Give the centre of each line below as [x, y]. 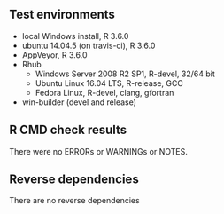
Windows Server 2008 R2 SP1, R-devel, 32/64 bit [125, 74]
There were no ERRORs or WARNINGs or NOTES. [99, 151]
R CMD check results [68, 130]
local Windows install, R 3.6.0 [75, 36]
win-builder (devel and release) [79, 102]
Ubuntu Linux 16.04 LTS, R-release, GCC [109, 83]
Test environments [62, 15]
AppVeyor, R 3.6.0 [54, 55]
